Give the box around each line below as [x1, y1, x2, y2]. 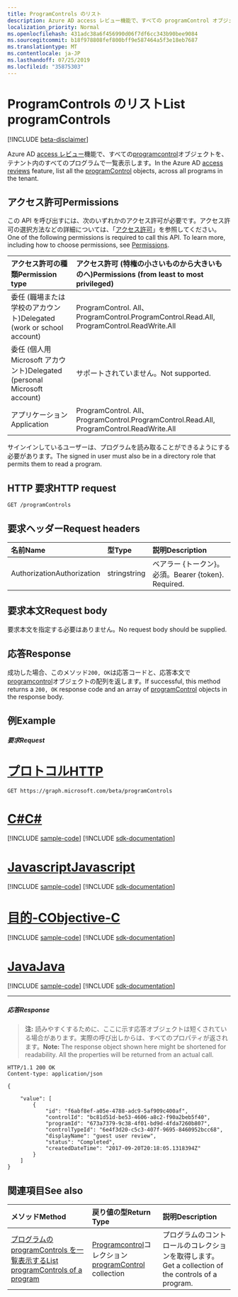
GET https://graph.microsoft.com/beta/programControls [7, 787, 173, 795]
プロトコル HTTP [7, 763, 104, 779]
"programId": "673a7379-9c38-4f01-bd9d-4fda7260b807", [45, 1120, 211, 1127]
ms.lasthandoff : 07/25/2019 [7, 57, 91, 64]
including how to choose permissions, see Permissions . [7, 241, 170, 249]
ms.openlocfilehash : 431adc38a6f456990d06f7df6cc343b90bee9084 [7, 30, 198, 38]
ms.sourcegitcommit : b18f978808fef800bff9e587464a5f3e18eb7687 [7, 37, 198, 44]
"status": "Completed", [45, 1139, 115, 1146]
